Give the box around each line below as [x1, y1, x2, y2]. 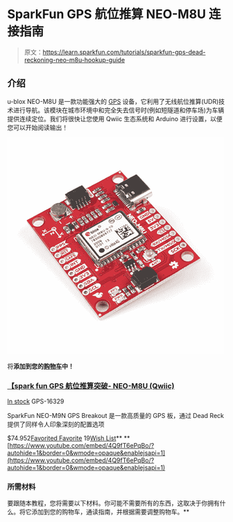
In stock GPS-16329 [7, 397, 64, 406]
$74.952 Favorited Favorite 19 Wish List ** [7, 434, 123, 442]
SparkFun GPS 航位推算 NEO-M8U [7, 6, 207, 22]
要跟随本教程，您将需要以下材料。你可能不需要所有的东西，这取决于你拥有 [7, 499, 220, 507]
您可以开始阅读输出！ [7, 123, 68, 132]
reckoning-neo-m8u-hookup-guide [24, 55, 126, 64]
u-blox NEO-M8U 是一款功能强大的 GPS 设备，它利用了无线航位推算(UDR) [7, 97, 219, 105]
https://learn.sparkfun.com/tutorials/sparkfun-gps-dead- [42, 48, 206, 56]
